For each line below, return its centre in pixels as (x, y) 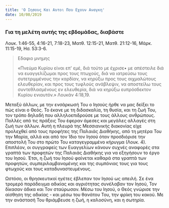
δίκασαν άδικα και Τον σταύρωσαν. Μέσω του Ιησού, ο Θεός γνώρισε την (82, 189)
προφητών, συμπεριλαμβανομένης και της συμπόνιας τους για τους (77, 163)
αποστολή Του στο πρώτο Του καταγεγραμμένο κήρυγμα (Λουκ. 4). (76, 142)
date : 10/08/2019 (23, 15)
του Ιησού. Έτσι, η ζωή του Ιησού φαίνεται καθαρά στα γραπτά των (76, 158)
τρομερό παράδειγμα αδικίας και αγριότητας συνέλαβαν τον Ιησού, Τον (81, 184)
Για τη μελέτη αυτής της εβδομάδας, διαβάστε (65, 32)
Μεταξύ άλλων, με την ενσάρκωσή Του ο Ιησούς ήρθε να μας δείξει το (80, 104)
